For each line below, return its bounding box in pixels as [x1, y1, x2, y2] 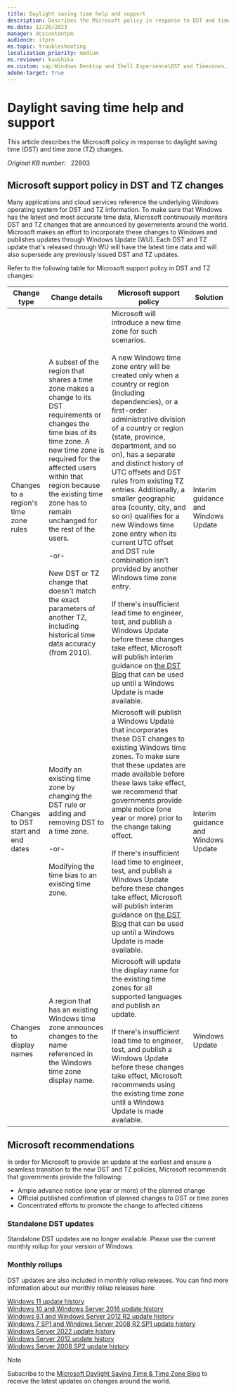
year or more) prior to [111, 813, 183, 823]
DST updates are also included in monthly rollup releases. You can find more [7, 1276, 229, 1284]
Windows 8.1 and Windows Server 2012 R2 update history [7, 1312, 174, 1320]
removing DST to [48, 817, 105, 827]
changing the [48, 791, 93, 801]
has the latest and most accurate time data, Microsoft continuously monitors [7, 213, 228, 222]
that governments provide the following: [7, 1173, 123, 1181]
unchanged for [48, 515, 98, 525]
